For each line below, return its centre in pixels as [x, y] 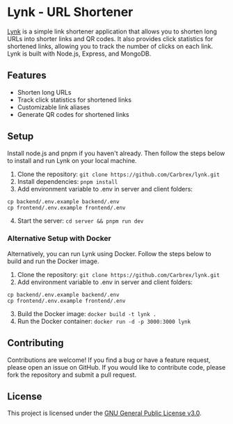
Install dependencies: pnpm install [67, 181]
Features [27, 76]
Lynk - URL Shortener [70, 12]
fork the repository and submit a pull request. [72, 375]
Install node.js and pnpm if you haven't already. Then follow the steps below [116, 153]
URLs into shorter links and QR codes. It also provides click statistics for [110, 38]
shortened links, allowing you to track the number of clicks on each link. [110, 46]
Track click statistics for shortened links [74, 100]
